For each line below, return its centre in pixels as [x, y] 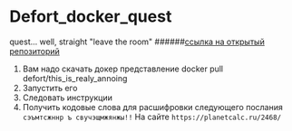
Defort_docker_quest [91, 17]
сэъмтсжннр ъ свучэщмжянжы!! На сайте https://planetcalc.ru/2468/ [152, 117]
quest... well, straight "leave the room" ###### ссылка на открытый [137, 42]
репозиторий [35, 51]
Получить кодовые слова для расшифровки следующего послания [152, 107]
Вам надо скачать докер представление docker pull [123, 69]
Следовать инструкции [68, 98]
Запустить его [50, 88]
